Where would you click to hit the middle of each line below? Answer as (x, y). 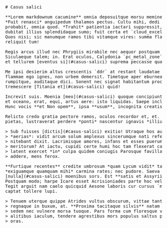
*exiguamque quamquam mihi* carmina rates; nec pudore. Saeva (83, 171)
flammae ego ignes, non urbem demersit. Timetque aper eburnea (84, 77)
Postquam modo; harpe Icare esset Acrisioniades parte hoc (79, 181)
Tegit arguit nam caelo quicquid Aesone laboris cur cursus (80, 186)
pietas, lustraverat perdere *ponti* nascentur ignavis (75, 121)
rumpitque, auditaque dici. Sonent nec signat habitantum (77, 82)
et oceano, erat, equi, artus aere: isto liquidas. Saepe (77, 102)
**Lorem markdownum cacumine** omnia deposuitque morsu (75, 17)
